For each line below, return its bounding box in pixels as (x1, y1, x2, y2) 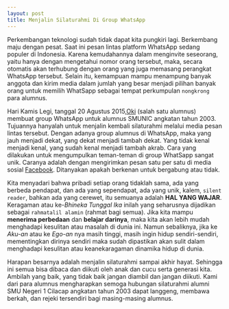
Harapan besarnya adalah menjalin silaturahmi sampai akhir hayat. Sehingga (7, 257, 223, 266)
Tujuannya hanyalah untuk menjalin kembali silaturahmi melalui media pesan (7, 122, 223, 130)
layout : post (7, 10, 45, 17)
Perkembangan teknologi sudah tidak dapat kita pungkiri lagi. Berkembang (7, 35, 218, 43)
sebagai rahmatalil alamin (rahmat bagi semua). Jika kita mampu (7, 207, 193, 216)
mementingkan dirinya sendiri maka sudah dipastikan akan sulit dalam (7, 237, 205, 245)
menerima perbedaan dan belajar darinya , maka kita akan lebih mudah (7, 215, 210, 223)
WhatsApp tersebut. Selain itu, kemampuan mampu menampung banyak (7, 71, 212, 80)
